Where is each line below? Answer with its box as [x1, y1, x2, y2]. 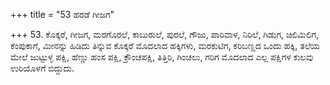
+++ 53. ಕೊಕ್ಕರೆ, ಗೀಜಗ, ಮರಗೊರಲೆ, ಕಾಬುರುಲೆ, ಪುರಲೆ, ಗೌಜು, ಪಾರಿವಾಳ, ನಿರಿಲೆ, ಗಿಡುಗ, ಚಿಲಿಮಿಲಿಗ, [10, 29, 320, 40]
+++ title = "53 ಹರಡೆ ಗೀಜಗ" [10, 9, 115, 20]
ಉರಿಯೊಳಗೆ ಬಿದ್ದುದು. [10, 62, 75, 74]
